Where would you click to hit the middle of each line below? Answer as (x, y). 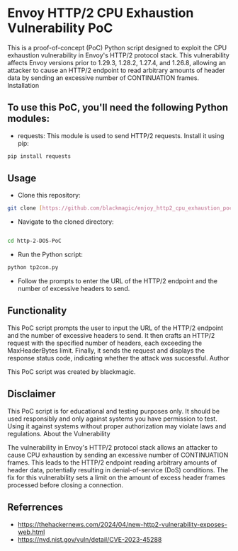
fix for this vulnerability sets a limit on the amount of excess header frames (116, 477)
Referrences (35, 507)
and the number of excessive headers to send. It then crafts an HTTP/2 (111, 335)
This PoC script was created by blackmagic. (72, 371)
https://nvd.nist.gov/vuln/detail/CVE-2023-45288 (90, 539)
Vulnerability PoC (60, 28)
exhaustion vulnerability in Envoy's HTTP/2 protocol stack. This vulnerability (119, 55)
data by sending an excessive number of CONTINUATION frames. (103, 78)
